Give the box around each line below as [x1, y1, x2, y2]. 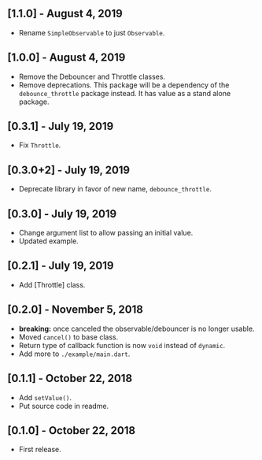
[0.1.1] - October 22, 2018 [7, 372, 133, 385]
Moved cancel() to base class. [18, 332, 119, 342]
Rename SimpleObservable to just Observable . [18, 28, 165, 37]
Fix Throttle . [18, 140, 61, 150]
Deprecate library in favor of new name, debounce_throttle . [18, 184, 212, 194]
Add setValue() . [18, 392, 72, 402]
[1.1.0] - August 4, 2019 [7, 7, 123, 20]
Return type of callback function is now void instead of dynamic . [18, 340, 226, 350]
